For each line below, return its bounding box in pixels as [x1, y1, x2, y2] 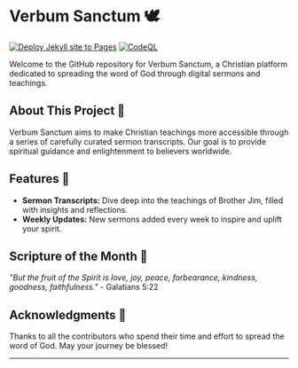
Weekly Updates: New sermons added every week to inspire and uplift [21, 214, 282, 224]
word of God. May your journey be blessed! [9, 341, 169, 351]
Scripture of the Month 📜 [9, 248, 148, 263]
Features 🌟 [9, 171, 70, 186]
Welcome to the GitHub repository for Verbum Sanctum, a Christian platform [9, 59, 288, 69]
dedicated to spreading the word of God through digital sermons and [9, 67, 261, 79]
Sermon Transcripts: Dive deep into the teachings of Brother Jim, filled [21, 195, 284, 206]
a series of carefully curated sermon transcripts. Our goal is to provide [9, 136, 267, 146]
